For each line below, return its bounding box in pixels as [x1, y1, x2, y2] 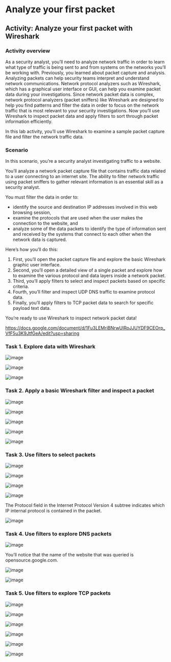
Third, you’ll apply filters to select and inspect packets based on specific [12, 278, 166, 284]
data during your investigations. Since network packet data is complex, [5, 91, 155, 97]
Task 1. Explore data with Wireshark [5, 343, 96, 350]
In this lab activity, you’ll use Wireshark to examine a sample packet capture [5, 128, 165, 134]
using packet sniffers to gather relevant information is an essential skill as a [5, 179, 163, 185]
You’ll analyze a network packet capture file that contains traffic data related [5, 168, 166, 174]
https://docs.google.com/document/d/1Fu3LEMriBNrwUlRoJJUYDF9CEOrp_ [5, 325, 165, 331]
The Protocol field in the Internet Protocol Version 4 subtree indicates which [5, 502, 165, 508]
